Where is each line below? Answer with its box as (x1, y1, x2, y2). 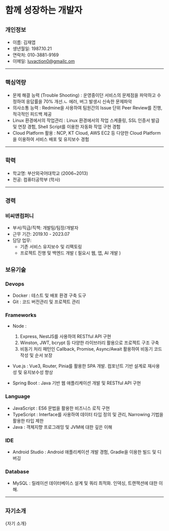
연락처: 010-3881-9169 (12, 52, 59, 58)
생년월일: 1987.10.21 (12, 46, 52, 51)
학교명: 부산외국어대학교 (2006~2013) (12, 170, 88, 176)
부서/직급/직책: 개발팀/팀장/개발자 (12, 225, 79, 231)
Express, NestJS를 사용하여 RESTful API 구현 (20, 334, 112, 340)
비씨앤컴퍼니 (5, 212, 34, 219)
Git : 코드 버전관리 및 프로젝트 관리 (12, 299, 80, 305)
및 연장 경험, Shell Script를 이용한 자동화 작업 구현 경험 (12, 123, 121, 129)
